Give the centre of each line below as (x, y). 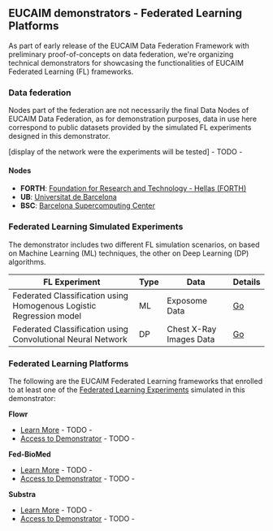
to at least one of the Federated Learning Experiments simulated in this (127, 390)
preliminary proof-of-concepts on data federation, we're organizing (121, 54)
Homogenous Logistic (54, 305)
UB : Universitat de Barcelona (69, 197)
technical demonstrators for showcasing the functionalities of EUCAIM (126, 63)
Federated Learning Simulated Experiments (96, 227)
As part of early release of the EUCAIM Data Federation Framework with (129, 45)
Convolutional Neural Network (70, 339)
